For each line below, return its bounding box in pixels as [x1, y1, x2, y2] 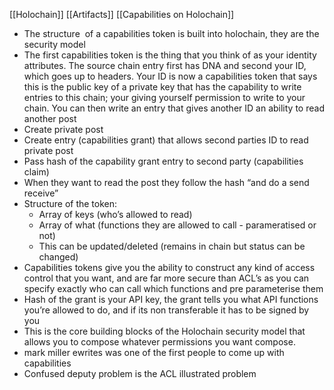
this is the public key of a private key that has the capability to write [23, 81, 302, 93]
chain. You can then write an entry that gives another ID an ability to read [23, 102, 325, 114]
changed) [38, 251, 79, 263]
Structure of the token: [23, 198, 118, 209]
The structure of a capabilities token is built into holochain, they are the [23, 28, 320, 39]
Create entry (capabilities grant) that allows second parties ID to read [23, 134, 309, 146]
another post [23, 113, 77, 124]
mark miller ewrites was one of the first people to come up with [23, 347, 285, 358]
